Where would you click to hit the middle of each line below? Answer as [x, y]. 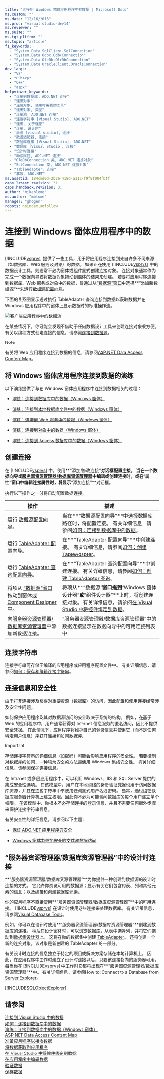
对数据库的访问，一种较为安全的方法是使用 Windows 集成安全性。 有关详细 [80, 762]
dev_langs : [16, 69]
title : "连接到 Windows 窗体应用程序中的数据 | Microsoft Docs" [67, 10]
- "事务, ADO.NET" [27, 174]
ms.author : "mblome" [26, 197]
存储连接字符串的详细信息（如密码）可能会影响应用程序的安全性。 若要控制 [81, 756]
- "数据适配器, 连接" [29, 137]
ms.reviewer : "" [21, 28]
